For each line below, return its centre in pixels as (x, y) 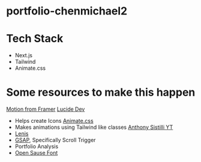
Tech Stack (35, 39)
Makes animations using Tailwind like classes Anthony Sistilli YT (94, 127)
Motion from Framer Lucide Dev (46, 109)
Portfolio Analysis (37, 146)
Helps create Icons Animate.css (54, 121)
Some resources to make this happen (101, 92)
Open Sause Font (36, 153)
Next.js (24, 55)
